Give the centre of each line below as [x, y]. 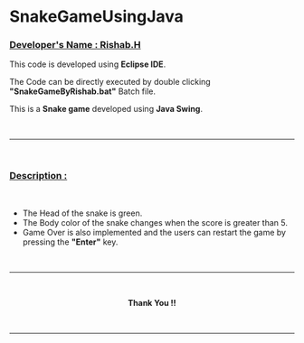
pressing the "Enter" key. [70, 242]
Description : [38, 176]
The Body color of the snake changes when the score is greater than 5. [155, 222]
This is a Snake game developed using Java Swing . [106, 109]
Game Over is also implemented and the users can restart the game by [154, 232]
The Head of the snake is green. [82, 213]
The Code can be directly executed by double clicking [110, 82]
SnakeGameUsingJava [96, 17]
